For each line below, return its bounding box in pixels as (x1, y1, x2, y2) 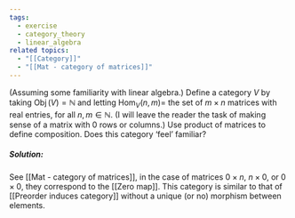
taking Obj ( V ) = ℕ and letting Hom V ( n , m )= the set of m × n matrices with (9, 97, 277, 109)
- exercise (17, 21, 58, 30)
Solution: (9, 149, 44, 160)
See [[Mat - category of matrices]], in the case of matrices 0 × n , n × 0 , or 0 (9, 171, 286, 182)
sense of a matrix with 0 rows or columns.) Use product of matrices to (9, 119, 267, 130)
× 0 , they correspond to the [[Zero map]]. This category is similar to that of (9, 181, 283, 191)
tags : (9, 12, 29, 22)
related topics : (9, 46, 69, 55)
